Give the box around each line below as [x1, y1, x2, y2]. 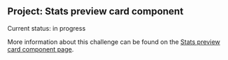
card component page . [7, 45, 74, 53]
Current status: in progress [7, 24, 86, 32]
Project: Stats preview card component [7, 6, 184, 17]
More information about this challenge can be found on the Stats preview [7, 38, 221, 46]
